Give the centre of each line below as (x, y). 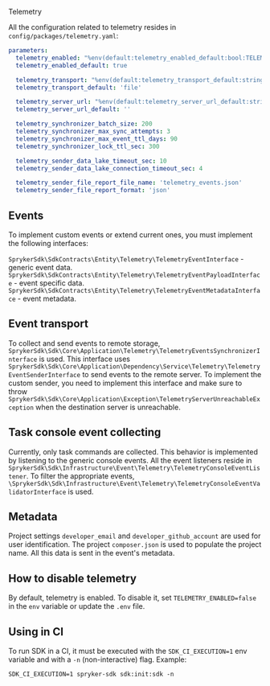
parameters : (28, 51)
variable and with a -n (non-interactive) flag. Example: (98, 659)
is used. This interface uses (85, 359)
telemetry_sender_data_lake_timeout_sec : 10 (91, 161)
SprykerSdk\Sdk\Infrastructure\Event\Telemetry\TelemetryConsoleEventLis (135, 468)
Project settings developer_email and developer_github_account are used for (135, 536)
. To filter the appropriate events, (80, 476)
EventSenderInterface (45, 375)
